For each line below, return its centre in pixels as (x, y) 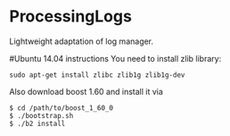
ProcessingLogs (70, 17)
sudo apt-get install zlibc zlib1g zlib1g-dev (97, 75)
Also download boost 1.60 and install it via (86, 91)
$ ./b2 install (37, 123)
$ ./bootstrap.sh (41, 115)
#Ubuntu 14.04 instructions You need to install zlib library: (115, 58)
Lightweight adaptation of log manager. (82, 41)
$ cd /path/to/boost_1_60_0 (62, 108)
